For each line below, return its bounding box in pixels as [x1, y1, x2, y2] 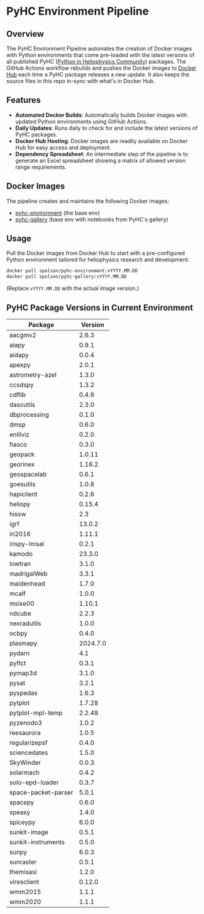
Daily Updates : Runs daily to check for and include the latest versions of [15, 124, 198, 132]
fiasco [9, 440, 27, 448]
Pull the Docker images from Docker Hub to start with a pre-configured [6, 250, 185, 257]
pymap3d [9, 669, 37, 677]
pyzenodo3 [9, 719, 43, 727]
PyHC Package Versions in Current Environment [6, 302, 194, 313]
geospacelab [9, 470, 47, 478]
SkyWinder [9, 759, 42, 767]
